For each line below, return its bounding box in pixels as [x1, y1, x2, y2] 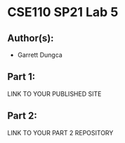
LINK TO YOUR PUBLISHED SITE [7, 89, 102, 98]
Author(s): [7, 32, 54, 44]
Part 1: [7, 71, 36, 83]
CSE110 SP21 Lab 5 [7, 4, 119, 20]
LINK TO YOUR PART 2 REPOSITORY [7, 128, 114, 137]
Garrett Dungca [17, 50, 63, 59]
